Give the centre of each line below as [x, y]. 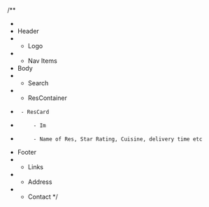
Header [28, 31]
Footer [27, 152]
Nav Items [42, 61]
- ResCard [35, 112]
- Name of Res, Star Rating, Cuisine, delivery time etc [118, 139]
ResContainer [48, 98]
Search [38, 83]
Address [40, 182]
